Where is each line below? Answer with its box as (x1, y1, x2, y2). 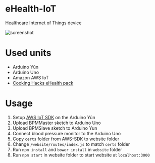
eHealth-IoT (5, 3, 57, 15)
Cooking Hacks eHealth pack (12, 80, 74, 86)
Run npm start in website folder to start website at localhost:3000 (12, 152, 150, 158)
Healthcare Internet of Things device (5, 20, 82, 26)
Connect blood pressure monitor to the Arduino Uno (12, 130, 121, 136)
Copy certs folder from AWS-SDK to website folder (12, 136, 120, 142)
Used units (5, 47, 51, 59)
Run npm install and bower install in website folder (12, 146, 122, 152)
